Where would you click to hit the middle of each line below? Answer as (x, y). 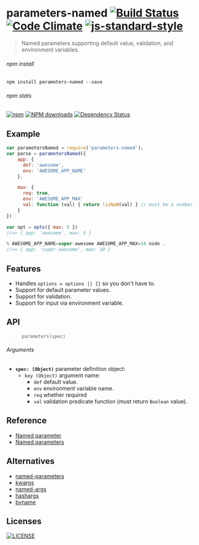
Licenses (24, 521)
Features (24, 269)
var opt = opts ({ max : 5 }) (42, 227)
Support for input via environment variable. (69, 303)
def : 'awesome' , (43, 165)
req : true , (36, 193)
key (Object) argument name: (62, 375)
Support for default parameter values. (63, 290)
